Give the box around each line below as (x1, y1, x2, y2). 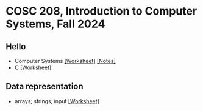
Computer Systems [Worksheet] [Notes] (14, 58, 116, 64)
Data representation (5, 81, 84, 92)
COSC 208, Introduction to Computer (5, 4, 198, 18)
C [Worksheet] (14, 64, 52, 71)
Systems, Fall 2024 (5, 17, 105, 31)
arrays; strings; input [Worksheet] (14, 97, 100, 104)
